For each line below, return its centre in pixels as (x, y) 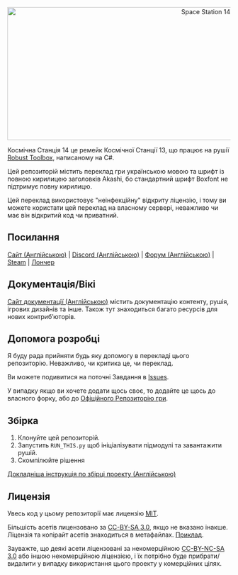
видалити (22, 564)
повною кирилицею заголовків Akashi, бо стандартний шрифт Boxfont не (118, 179)
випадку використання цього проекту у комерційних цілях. (132, 564)
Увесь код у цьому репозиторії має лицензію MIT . (83, 513)
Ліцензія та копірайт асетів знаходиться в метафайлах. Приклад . (106, 535)
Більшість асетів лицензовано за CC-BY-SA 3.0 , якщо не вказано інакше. (118, 527)
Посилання (34, 238)
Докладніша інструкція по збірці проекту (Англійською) (92, 474)
